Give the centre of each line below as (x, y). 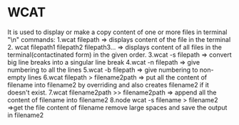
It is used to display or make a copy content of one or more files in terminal (117, 32)
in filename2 (26, 115)
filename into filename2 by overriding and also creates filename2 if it (108, 85)
